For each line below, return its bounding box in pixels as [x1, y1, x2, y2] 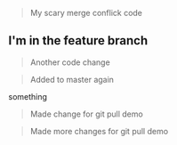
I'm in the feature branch [8, 33, 149, 48]
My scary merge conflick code [29, 8, 143, 18]
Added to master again [29, 74, 115, 85]
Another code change [29, 57, 110, 68]
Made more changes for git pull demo [29, 125, 169, 136]
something [8, 91, 48, 101]
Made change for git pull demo [29, 109, 143, 119]
